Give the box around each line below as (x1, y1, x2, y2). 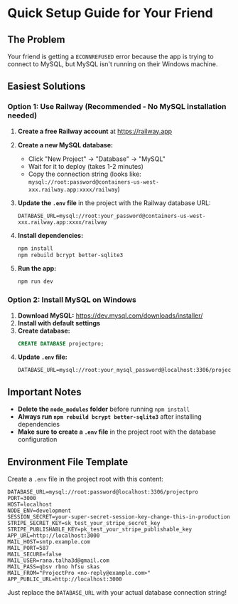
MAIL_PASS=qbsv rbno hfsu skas (7, 563, 100, 571)
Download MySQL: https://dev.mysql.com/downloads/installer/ (17, 311, 203, 320)
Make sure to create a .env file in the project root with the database (17, 427, 217, 436)
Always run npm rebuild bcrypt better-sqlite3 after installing (17, 412, 202, 421)
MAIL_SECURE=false (7, 551, 62, 558)
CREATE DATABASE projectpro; (17, 340, 104, 347)
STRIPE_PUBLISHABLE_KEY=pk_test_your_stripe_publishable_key (7, 526, 193, 533)
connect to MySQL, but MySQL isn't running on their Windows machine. (7, 60, 218, 68)
